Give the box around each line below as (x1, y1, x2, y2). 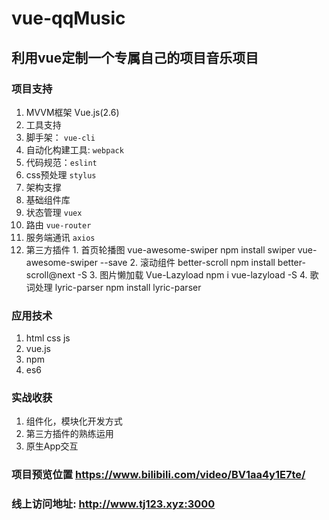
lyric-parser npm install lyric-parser (54, 281, 202, 293)
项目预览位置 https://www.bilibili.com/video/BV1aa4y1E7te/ (11, 468, 306, 482)
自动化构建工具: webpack (25, 143, 124, 156)
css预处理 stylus (25, 168, 97, 181)
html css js (25, 332, 71, 344)
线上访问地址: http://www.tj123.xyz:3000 (11, 497, 216, 511)
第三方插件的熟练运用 (25, 428, 114, 440)
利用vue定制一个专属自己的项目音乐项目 (11, 49, 259, 66)
